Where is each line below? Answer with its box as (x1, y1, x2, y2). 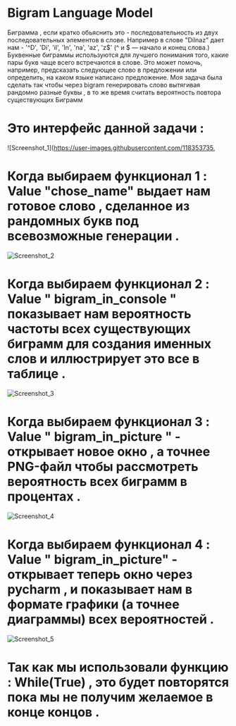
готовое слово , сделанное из (7, 199, 190, 214)
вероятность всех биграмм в (7, 473, 188, 489)
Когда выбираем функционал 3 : (7, 413, 210, 430)
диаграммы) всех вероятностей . (7, 611, 215, 627)
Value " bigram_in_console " (7, 291, 178, 307)
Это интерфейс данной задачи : (7, 120, 204, 137)
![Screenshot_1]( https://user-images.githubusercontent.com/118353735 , (7, 143, 216, 152)
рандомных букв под (7, 213, 139, 230)
